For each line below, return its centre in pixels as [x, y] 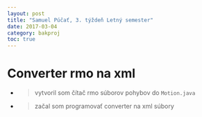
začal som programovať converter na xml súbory [104, 106]
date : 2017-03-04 [32, 26]
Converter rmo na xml [71, 74]
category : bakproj [34, 33]
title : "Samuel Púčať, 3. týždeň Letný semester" [81, 20]
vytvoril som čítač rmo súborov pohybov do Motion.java [115, 93]
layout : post [26, 13]
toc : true [22, 39]
